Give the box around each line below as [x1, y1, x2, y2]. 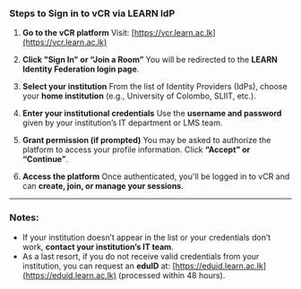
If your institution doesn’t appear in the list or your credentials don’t [21, 232, 271, 242]
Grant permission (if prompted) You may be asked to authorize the [21, 135, 271, 146]
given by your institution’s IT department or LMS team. [21, 117, 223, 128]
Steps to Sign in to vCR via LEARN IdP [9, 7, 176, 20]
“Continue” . [21, 154, 69, 165]
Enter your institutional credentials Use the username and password [21, 108, 282, 119]
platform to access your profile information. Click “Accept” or [21, 144, 251, 155]
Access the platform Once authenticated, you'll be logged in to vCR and [21, 171, 290, 182]
